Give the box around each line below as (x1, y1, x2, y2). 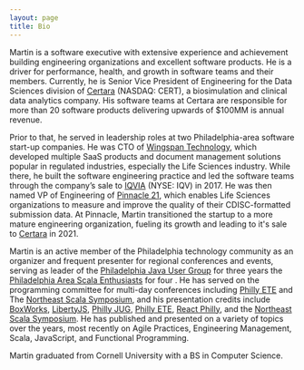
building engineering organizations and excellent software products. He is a (9, 56, 292, 67)
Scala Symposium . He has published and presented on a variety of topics (9, 313, 284, 324)
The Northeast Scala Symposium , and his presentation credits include (9, 294, 270, 305)
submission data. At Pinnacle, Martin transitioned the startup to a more (9, 209, 274, 219)
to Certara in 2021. (9, 228, 79, 239)
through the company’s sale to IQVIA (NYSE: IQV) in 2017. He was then (9, 180, 272, 190)
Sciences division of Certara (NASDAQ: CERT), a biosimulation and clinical (9, 85, 288, 96)
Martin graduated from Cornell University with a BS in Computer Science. (9, 350, 284, 361)
